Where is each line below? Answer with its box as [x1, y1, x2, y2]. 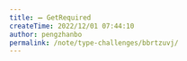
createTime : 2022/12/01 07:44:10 [9, 22, 135, 30]
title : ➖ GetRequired [9, 13, 92, 22]
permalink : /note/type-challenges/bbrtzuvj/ [9, 38, 179, 48]
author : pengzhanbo [9, 30, 83, 39]
